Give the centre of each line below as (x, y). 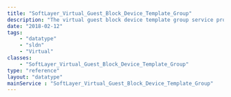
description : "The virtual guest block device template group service (110, 20)
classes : (20, 58)
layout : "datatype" (35, 77)
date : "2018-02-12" (35, 26)
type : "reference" (33, 70)
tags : (15, 32)
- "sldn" (32, 45)
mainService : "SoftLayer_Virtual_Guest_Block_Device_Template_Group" (110, 83)
